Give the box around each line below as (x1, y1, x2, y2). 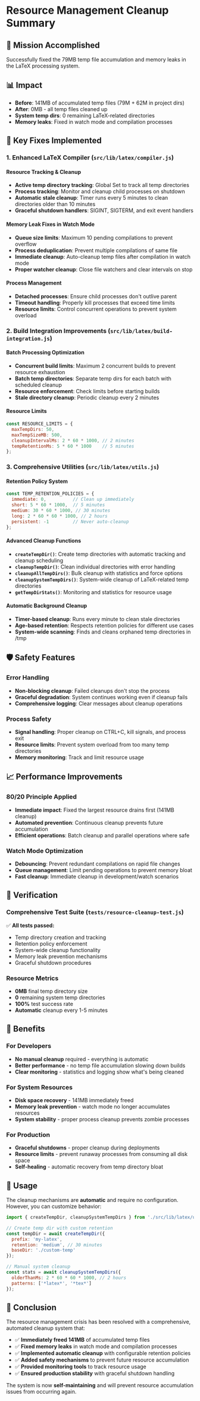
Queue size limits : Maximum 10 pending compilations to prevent (14, 234, 173, 241)
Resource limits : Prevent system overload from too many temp (14, 741, 170, 748)
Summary (6, 16, 55, 30)
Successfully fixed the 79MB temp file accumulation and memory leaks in (6, 56, 186, 63)
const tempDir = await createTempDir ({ (6, 1231, 105, 1237)
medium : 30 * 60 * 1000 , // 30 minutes (11, 507, 111, 514)
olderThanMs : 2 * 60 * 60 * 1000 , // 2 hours (11, 1274, 127, 1281)
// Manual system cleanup (6, 1264, 70, 1270)
